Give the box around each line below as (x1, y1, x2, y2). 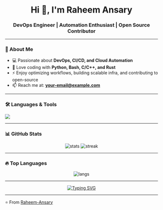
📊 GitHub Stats (5, 130, 42, 137)
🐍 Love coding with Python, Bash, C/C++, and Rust (12, 64, 116, 70)
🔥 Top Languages (5, 160, 47, 167)
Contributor (67, 28, 96, 34)
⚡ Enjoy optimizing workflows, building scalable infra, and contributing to (12, 70, 158, 76)
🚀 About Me (5, 46, 33, 53)
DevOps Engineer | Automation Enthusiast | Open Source (13, 22, 150, 29)
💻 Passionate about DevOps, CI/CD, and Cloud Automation (12, 57, 133, 63)
